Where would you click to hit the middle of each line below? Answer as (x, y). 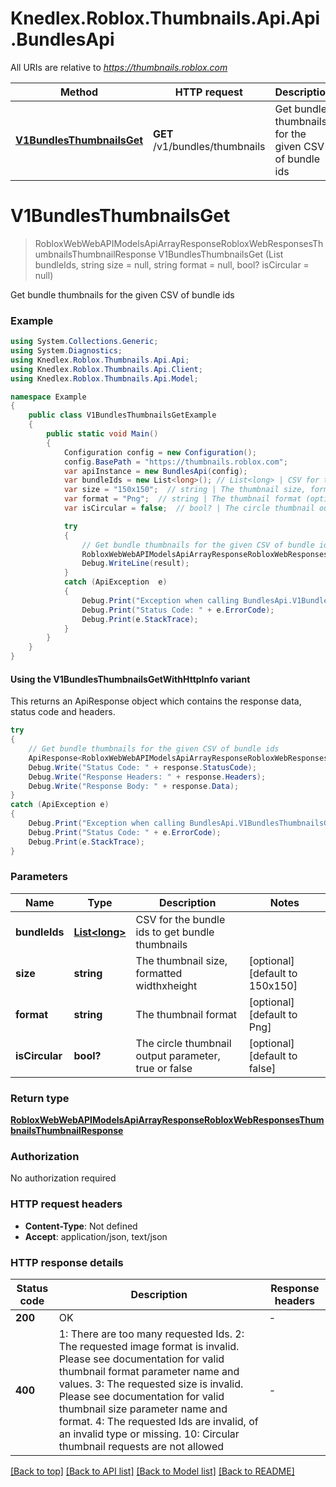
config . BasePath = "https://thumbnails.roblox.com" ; (175, 462)
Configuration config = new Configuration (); (160, 452)
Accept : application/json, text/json (96, 1236)
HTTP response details (67, 1262)
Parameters (39, 877)
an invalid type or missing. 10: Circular (149, 1434)
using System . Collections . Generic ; (84, 342)
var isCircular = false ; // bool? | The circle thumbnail (189, 508)
